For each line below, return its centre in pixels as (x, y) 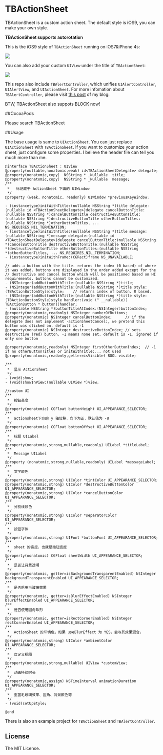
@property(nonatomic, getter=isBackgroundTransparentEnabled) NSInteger (81, 573)
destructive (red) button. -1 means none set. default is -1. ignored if (82, 334)
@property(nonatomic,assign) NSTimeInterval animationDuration (71, 681)
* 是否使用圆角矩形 (25, 610)
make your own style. (27, 27)
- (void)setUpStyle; (26, 703)
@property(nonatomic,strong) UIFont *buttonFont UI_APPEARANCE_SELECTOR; (82, 538)
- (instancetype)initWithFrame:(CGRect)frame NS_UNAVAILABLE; (70, 257)
